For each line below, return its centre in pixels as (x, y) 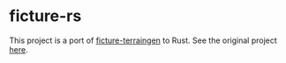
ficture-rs (45, 16)
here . (19, 49)
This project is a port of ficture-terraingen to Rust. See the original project (143, 40)
